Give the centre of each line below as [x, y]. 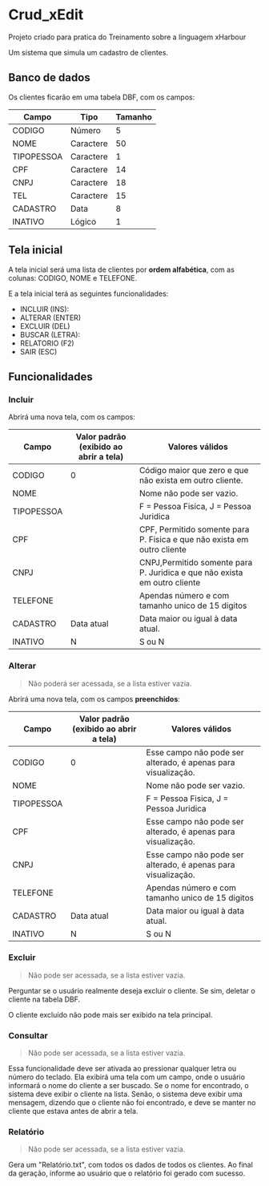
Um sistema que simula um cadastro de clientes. [88, 52]
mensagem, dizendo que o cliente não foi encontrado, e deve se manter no [132, 1103]
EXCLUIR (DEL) [45, 326]
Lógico [84, 221]
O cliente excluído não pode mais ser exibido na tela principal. [110, 1014]
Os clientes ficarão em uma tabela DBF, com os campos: [102, 97]
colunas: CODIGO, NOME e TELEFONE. [73, 277]
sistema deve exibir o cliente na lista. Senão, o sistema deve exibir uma [125, 1094]
